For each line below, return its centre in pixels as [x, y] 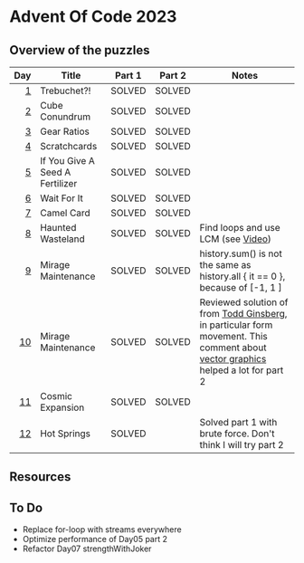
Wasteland [63, 239]
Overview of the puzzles [80, 50]
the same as [225, 265]
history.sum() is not [241, 253]
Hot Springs [66, 434]
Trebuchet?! [66, 91]
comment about [233, 348]
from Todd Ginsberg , [243, 314]
